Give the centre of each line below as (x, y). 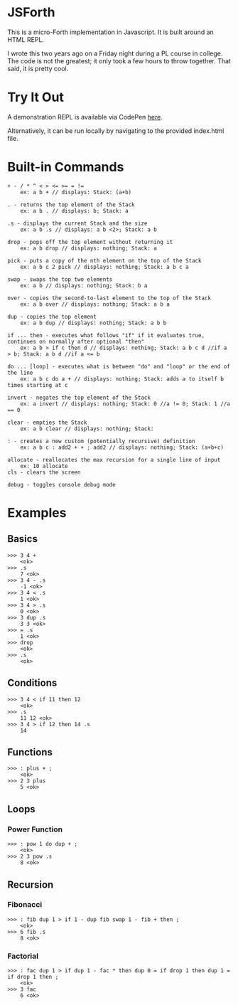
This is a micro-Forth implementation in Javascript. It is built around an (111, 32)
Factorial (23, 956)
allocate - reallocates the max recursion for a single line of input (114, 459)
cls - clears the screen (44, 472)
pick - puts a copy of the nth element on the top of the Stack (104, 260)
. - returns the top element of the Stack (71, 204)
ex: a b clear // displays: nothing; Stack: (87, 429)
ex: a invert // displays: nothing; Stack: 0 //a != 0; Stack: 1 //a (125, 404)
